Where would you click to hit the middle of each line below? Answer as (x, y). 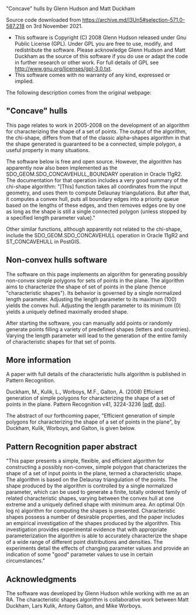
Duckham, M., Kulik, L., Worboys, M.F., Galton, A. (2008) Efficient (85, 392)
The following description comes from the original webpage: (79, 93)
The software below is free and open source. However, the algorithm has (94, 162)
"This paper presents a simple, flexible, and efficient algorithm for (85, 461)
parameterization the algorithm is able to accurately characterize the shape (97, 536)
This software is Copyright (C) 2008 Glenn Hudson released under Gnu (100, 37)
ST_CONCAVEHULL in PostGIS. (43, 241)
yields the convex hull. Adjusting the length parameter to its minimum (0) (94, 305)
